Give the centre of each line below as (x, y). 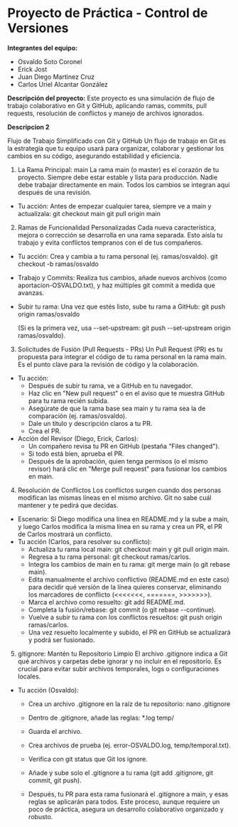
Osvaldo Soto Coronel (50, 61)
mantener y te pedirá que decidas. (68, 505)
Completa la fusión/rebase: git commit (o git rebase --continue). (122, 609)
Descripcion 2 (28, 127)
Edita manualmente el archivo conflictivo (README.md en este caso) (129, 579)
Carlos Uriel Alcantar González (63, 84)
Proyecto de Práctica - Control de (108, 13)
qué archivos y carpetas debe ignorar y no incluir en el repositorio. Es (119, 661)
